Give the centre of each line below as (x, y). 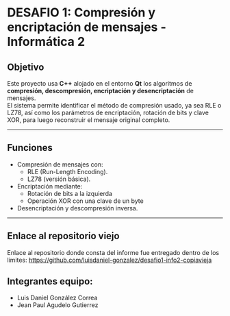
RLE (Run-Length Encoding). (67, 171)
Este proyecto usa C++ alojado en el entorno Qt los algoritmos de (100, 83)
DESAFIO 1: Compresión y (81, 13)
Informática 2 (46, 42)
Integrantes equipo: (50, 281)
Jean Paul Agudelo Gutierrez (57, 305)
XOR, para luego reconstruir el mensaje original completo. (89, 120)
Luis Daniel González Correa (57, 298)
